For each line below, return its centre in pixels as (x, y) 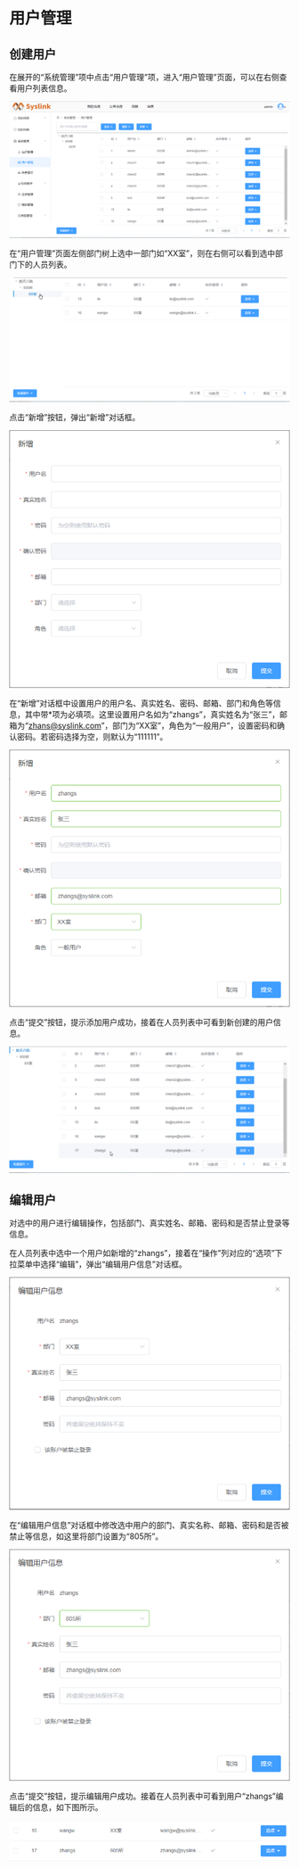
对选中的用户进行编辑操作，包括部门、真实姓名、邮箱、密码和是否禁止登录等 (149, 1223)
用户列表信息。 (44, 88)
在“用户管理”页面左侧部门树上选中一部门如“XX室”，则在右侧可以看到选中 (142, 253)
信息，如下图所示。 (68, 1807)
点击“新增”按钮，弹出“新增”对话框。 (75, 418)
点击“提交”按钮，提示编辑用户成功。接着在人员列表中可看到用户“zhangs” (142, 1796)
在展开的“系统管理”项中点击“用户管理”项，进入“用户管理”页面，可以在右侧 (144, 77)
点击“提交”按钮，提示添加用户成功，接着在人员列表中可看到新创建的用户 (141, 1022)
